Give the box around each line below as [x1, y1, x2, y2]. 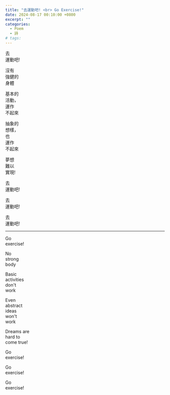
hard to [5, 334, 20, 340]
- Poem [10, 26, 24, 31]
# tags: [5, 36, 22, 41]
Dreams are [5, 328, 29, 334]
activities [5, 276, 24, 283]
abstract [5, 302, 23, 308]
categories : [5, 21, 30, 27]
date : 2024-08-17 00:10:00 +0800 [5, 12, 76, 17]
